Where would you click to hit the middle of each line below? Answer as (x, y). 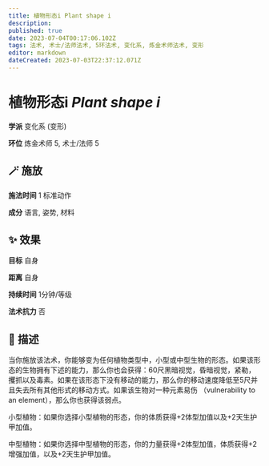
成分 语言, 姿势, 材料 (41, 212)
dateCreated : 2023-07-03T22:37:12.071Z (75, 61)
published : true (35, 30)
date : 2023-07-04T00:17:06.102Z (62, 38)
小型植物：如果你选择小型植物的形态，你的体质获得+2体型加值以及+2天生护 (133, 417)
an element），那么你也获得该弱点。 (67, 400)
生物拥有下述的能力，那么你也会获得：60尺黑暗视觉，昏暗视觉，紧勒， (139, 370)
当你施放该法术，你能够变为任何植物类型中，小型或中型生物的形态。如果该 (131, 360)
